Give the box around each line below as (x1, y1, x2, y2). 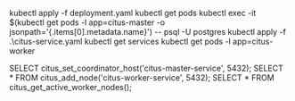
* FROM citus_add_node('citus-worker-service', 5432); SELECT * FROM (9, 72, 275, 83)
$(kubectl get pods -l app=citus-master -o (9, 17, 166, 28)
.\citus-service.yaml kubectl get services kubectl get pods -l (9, 36, 232, 46)
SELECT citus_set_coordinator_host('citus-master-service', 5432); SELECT (9, 63, 283, 73)
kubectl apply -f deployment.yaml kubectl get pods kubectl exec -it (9, 8, 257, 18)
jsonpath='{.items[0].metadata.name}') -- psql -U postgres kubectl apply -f (9, 27, 287, 37)
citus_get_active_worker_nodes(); (9, 82, 132, 92)
